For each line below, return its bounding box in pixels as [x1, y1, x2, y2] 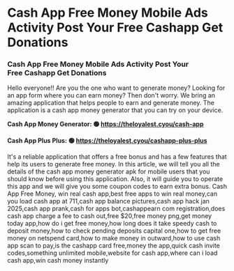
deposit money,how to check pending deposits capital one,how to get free [7, 226, 221, 235]
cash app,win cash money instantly [7, 256, 109, 265]
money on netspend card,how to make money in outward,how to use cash [7, 234, 221, 242]
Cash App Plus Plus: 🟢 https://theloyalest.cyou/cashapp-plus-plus [7, 137, 207, 145]
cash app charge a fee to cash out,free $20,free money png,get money [7, 212, 212, 220]
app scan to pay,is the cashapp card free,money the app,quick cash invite [7, 242, 220, 250]
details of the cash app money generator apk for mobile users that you [7, 167, 210, 176]
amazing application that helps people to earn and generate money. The [7, 99, 215, 107]
